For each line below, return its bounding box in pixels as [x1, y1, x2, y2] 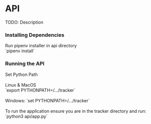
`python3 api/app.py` [5, 113, 48, 119]
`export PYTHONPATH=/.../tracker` [5, 87, 76, 93]
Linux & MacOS [5, 82, 36, 88]
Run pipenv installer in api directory [5, 43, 77, 49]
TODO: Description [5, 19, 43, 25]
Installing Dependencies [5, 31, 65, 38]
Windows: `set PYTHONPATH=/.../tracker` [5, 97, 90, 103]
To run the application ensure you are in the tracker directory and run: [5, 108, 147, 114]
